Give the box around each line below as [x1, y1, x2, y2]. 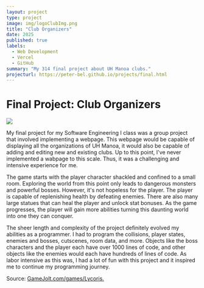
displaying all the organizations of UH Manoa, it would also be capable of [6, 142, 190, 149]
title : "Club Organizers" [6, 26, 72, 32]
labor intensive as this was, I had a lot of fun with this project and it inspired [6, 257, 196, 264]
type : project [6, 15, 43, 21]
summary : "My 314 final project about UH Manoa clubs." [6, 65, 151, 72]
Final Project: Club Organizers [6, 98, 161, 112]
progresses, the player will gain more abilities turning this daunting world [6, 206, 189, 214]
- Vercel [12, 54, 34, 60]
